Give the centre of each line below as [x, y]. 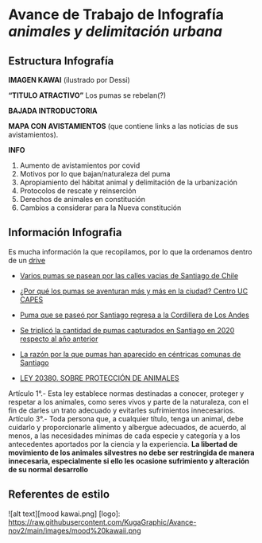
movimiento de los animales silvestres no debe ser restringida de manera [131, 452]
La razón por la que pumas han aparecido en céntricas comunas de [130, 354]
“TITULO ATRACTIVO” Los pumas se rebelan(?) [87, 95]
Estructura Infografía [61, 61]
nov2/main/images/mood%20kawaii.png [75, 530]
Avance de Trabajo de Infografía [116, 15]
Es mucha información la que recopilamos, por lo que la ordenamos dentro [130, 251]
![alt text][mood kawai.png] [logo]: [64, 514]
